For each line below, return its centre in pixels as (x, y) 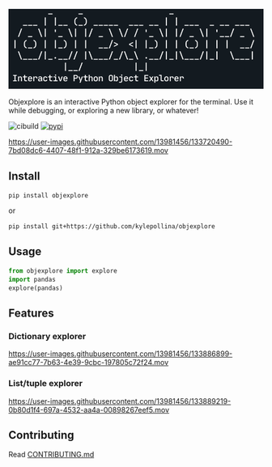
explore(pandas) (36, 288)
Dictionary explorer (47, 336)
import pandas (32, 279)
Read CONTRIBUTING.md (51, 455)
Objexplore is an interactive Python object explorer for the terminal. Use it (131, 102)
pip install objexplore (49, 196)
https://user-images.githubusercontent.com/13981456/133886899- (121, 354)
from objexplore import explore (63, 271)
